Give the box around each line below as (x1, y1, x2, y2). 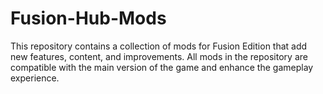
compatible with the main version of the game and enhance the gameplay (10, 61, 314, 73)
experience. (10, 72, 60, 84)
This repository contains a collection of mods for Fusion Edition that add (10, 40, 308, 52)
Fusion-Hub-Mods (10, 7, 167, 30)
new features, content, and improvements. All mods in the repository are (10, 50, 308, 62)
